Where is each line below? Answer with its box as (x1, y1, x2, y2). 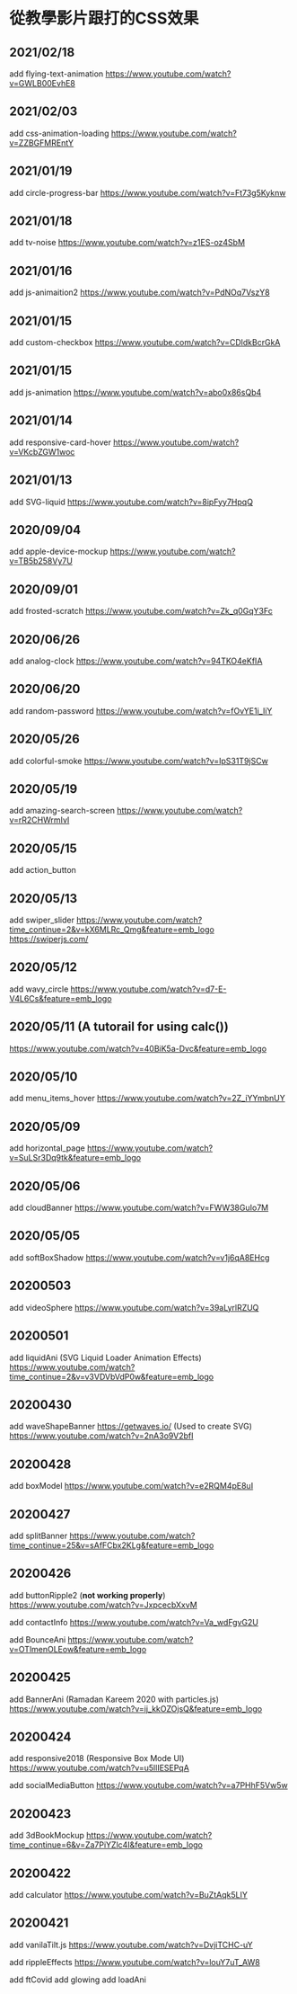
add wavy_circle (9, 984, 69, 994)
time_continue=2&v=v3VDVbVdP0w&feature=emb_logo (9, 1371, 214, 1382)
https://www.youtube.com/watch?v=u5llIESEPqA (9, 1763, 190, 1774)
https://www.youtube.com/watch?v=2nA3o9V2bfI (9, 1430, 195, 1441)
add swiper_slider (9, 914, 74, 925)
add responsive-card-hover (9, 437, 112, 448)
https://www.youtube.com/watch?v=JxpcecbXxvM (9, 1599, 197, 1610)
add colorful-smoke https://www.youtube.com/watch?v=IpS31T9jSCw (9, 755, 269, 766)
